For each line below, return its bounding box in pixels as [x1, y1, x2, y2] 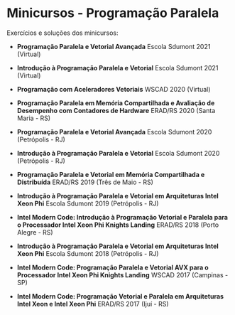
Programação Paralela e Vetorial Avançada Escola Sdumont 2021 [16, 42, 211, 50]
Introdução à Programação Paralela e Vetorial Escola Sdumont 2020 [16, 149, 220, 157]
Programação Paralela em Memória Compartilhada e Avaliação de [16, 98, 215, 107]
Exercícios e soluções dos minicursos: [6, 28, 119, 37]
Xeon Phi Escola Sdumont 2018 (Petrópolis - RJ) [16, 249, 159, 257]
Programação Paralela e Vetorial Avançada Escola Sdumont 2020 [16, 127, 212, 136]
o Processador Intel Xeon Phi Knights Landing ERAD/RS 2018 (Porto [16, 220, 219, 229]
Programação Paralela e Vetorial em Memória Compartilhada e [16, 170, 205, 178]
